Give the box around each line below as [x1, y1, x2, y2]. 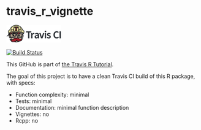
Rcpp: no [15, 117, 39, 124]
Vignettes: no [15, 110, 50, 118]
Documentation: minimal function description [15, 104, 129, 111]
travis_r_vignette [6, 4, 94, 18]
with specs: [6, 78, 36, 86]
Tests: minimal [15, 97, 52, 105]
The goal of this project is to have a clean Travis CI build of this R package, [6, 72, 195, 80]
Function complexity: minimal [15, 91, 89, 98]
